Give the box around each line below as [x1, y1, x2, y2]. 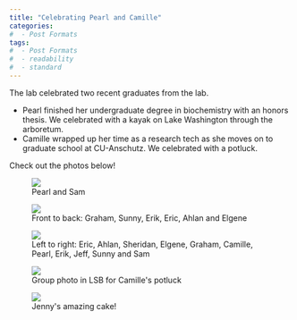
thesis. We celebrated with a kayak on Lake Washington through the [21, 114, 273, 125]
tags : [9, 38, 30, 47]
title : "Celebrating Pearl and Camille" [9, 13, 163, 22]
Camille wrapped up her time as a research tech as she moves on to [21, 133, 274, 144]
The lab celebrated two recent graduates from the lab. [9, 87, 209, 98]
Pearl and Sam [31, 186, 86, 197]
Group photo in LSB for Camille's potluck [31, 274, 182, 285]
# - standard [9, 63, 63, 72]
